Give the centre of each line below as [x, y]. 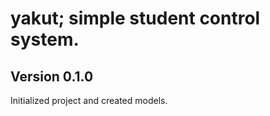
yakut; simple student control [135, 18]
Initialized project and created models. [89, 100]
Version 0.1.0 [52, 76]
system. [45, 39]
